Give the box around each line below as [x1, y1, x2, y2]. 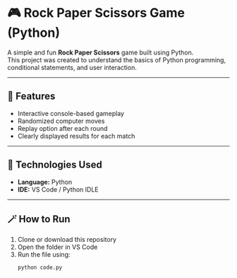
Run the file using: [17, 250, 71, 259]
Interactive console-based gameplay [17, 109, 125, 117]
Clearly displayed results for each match [17, 132, 135, 140]
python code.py [17, 264, 63, 272]
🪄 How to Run [7, 213, 71, 225]
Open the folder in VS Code [17, 243, 98, 251]
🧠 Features [7, 91, 56, 103]
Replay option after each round [17, 124, 108, 132]
